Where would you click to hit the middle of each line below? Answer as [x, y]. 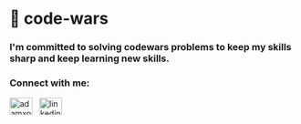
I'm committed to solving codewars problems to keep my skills [150, 47]
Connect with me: [50, 83]
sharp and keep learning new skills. [90, 58]
